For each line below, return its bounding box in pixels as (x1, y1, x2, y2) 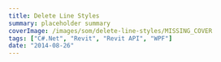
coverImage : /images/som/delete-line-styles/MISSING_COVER (8, 27, 213, 35)
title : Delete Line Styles (8, 11, 100, 20)
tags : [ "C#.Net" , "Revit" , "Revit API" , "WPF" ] (8, 34, 173, 43)
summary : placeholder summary (8, 19, 111, 27)
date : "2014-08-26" (8, 42, 75, 50)
